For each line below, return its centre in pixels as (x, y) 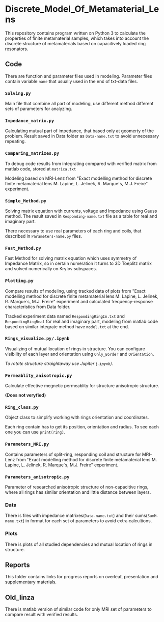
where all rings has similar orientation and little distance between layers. (78, 492)
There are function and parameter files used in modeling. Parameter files (79, 76)
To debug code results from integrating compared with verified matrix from (81, 164)
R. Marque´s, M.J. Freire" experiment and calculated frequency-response (79, 301)
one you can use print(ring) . (35, 432)
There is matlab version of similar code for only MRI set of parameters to (79, 609)
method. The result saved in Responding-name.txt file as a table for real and (81, 216)
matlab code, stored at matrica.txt (41, 169)
